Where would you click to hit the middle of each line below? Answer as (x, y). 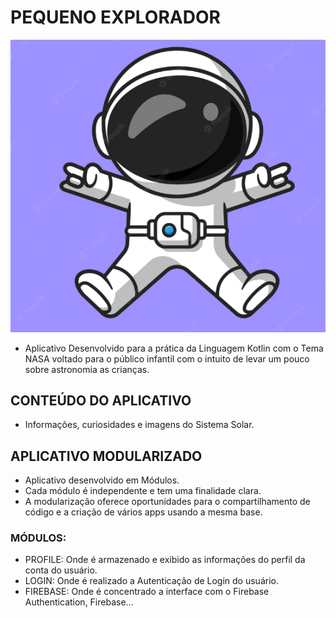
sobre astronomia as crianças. (87, 369)
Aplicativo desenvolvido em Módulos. (102, 480)
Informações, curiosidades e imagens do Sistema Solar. (139, 425)
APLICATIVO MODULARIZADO (106, 456)
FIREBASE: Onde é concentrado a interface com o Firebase (147, 592)
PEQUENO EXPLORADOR (115, 17)
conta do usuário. (61, 570)
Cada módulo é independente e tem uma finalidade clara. (143, 491)
